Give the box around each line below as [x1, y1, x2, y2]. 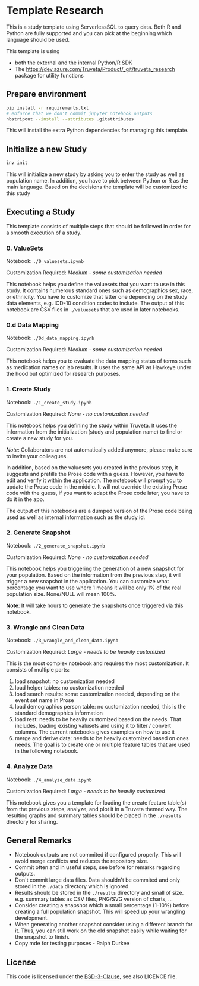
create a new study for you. [6, 434, 74, 441]
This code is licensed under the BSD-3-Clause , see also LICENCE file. [6, 973, 177, 980]
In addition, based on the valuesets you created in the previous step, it [6, 463, 178, 471]
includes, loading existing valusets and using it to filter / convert [14, 722, 171, 730]
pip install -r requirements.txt [6, 105, 89, 111]
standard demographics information [14, 709, 103, 716]
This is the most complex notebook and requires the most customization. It [6, 660, 189, 667]
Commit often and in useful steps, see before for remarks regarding [14, 864, 180, 871]
